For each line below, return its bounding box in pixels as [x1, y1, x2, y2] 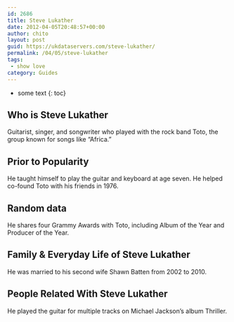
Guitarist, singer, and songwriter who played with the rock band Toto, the [7, 128, 219, 136]
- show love [10, 63, 46, 70]
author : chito [7, 30, 49, 37]
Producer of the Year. [7, 228, 70, 237]
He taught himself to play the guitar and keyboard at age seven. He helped [7, 174, 223, 183]
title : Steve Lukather [7, 17, 74, 24]
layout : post [7, 37, 46, 44]
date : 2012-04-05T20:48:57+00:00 [7, 23, 105, 30]
